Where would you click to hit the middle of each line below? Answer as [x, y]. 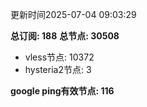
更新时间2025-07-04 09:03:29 [73, 14]
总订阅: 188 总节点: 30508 [65, 36]
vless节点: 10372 [59, 57]
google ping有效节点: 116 [62, 91]
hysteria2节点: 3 [58, 69]
